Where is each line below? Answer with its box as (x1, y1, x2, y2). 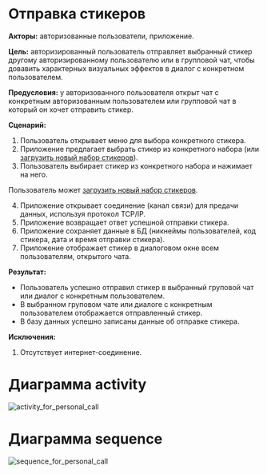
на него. (19, 169, 48, 179)
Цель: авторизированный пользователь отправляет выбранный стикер (8, 46, 253, 56)
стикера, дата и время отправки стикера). (19, 234, 165, 244)
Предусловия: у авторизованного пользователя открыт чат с (8, 87, 219, 97)
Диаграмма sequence (8, 430, 163, 448)
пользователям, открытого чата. (19, 251, 132, 261)
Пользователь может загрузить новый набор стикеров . (8, 185, 198, 194)
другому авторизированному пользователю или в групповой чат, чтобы (8, 55, 255, 65)
